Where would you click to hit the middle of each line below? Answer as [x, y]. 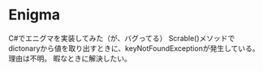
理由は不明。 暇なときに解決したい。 [70, 58]
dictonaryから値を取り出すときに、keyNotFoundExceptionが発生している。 [134, 48]
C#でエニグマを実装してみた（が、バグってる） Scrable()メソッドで [122, 38]
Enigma [34, 15]
